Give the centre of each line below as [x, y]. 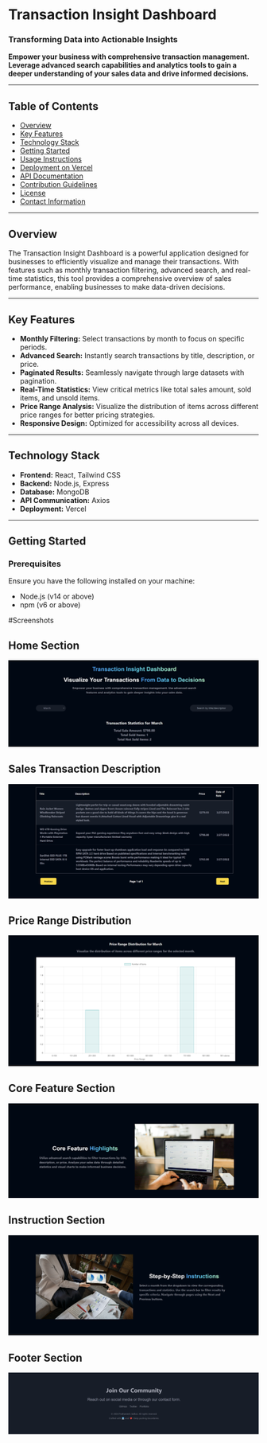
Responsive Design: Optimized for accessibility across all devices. [129, 423]
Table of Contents [54, 106]
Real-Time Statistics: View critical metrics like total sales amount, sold [135, 389]
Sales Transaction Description [85, 769]
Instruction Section [57, 1221]
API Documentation [51, 176]
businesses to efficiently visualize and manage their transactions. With [124, 262]
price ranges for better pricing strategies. [87, 415]
